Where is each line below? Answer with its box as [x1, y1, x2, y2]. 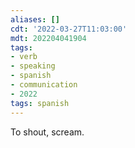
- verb [10, 52, 38, 62]
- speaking [10, 61, 56, 71]
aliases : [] [10, 14, 60, 25]
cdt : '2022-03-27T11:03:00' [10, 24, 128, 34]
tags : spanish [10, 98, 70, 108]
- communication [10, 80, 78, 90]
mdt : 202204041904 [10, 33, 87, 43]
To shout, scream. [10, 126, 85, 138]
